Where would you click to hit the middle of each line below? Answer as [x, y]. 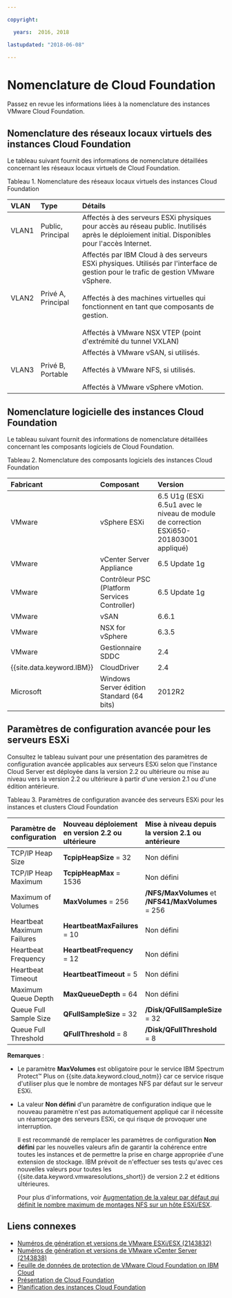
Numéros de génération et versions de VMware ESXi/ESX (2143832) [114, 1243]
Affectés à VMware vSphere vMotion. [143, 387]
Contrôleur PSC [125, 579]
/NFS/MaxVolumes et [181, 892]
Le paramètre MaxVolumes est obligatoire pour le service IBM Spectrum [120, 1069]
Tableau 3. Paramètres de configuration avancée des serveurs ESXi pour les [116, 800]
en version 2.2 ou [93, 833]
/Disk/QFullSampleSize [183, 1009]
